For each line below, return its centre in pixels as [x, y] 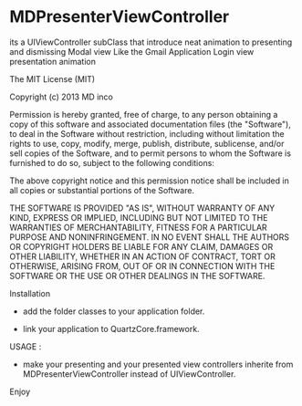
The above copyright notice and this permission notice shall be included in [149, 181]
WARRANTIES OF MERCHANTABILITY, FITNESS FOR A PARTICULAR [138, 227]
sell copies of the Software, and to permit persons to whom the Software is [151, 153]
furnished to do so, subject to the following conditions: [112, 162]
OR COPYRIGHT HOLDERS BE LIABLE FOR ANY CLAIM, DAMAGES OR [141, 246]
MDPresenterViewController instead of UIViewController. [129, 374]
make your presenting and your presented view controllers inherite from [158, 364]
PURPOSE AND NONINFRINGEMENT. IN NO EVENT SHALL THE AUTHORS [150, 237]
